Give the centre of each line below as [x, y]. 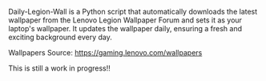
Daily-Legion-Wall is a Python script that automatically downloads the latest [133, 12]
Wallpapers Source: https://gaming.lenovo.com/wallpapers [105, 53]
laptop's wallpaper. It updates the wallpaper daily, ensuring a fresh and [125, 28]
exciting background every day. [60, 37]
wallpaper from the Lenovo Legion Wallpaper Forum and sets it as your [125, 20]
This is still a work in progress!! [59, 68]
